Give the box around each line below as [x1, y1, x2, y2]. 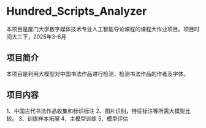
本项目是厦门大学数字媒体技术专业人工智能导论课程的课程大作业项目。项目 [6, 25, 194, 32]
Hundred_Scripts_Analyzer [6, 4, 147, 18]
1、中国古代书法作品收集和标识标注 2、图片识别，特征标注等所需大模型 [6, 107, 186, 115]
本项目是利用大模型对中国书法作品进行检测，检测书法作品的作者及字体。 [6, 70, 189, 77]
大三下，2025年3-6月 [11, 32, 66, 40]
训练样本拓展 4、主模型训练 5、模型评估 [27, 115, 129, 122]
